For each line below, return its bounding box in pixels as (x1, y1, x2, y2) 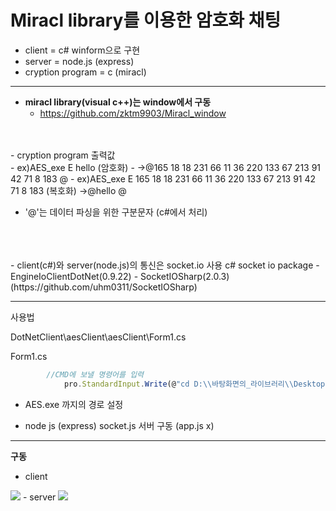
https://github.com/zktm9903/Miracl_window (39, 107, 227, 119)
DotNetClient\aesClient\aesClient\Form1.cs (10, 331, 187, 343)
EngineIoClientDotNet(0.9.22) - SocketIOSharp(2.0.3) (10, 270, 230, 282)
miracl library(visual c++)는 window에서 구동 (24, 96, 212, 108)
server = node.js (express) (24, 55, 135, 67)
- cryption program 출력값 (10, 149, 116, 161)
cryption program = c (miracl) (24, 66, 147, 78)
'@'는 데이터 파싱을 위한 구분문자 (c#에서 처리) (24, 206, 208, 218)
